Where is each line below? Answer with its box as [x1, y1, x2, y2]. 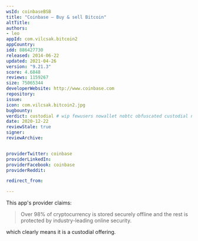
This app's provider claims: [6, 199, 72, 207]
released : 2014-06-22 [6, 53, 60, 58]
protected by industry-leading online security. [20, 217, 132, 224]
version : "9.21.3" [6, 63, 51, 70]
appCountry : [6, 42, 35, 48]
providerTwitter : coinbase [6, 151, 72, 157]
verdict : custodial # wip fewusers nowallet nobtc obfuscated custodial [6, 113, 189, 119]
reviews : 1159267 [6, 74, 49, 80]
